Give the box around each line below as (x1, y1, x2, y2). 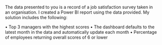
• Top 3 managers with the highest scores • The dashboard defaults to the (5, 24, 155, 30)
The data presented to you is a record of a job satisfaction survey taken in (5, 4, 153, 10)
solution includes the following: (5, 15, 68, 20)
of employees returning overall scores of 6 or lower (5, 34, 108, 40)
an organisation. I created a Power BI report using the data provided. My (5, 9, 150, 15)
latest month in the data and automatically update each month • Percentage (5, 29, 157, 35)
